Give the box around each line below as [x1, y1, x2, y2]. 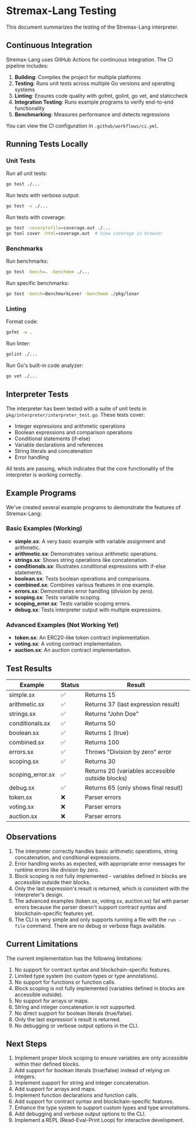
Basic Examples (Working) [6, 524, 83, 533]
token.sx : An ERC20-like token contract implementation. [14, 634, 150, 641]
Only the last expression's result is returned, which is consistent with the [14, 885, 189, 892]
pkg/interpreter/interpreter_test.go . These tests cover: [6, 411, 145, 418]
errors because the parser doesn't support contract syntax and [14, 903, 167, 911]
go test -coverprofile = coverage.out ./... [6, 225, 111, 231]
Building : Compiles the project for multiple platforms [14, 73, 141, 80]
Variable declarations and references [14, 441, 104, 448]
